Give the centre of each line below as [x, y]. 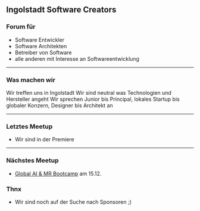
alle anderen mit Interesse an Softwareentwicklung [77, 58]
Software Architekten [41, 46]
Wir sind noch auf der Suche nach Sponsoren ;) [73, 201]
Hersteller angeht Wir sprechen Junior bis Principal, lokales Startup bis [93, 99]
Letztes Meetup [29, 126]
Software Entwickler [39, 40]
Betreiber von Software [43, 52]
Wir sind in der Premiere [44, 139]
